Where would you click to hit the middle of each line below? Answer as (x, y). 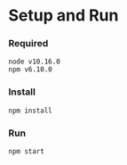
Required (28, 44)
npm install (30, 111)
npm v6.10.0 (30, 70)
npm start (27, 152)
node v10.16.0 (35, 62)
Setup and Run (63, 16)
